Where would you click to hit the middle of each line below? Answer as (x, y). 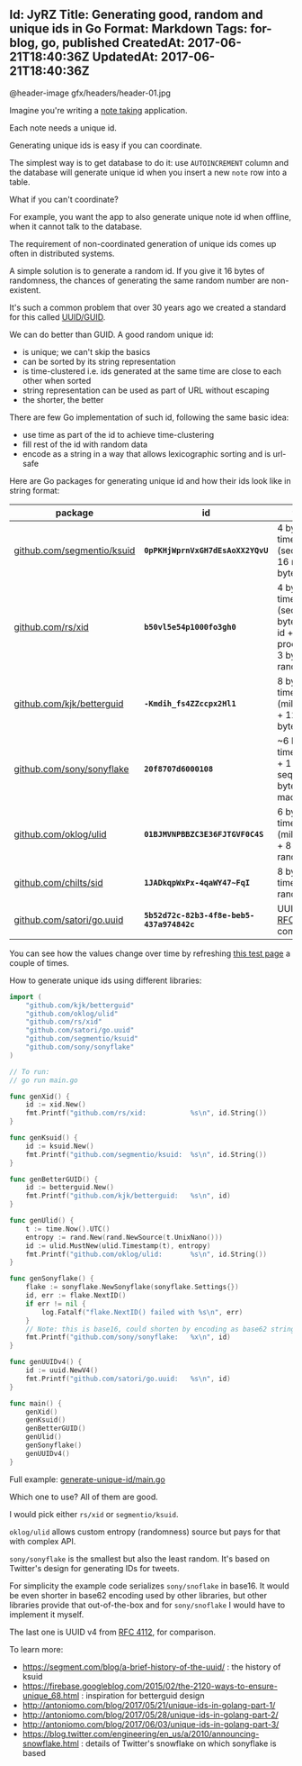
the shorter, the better (63, 399)
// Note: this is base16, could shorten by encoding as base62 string (160, 1329)
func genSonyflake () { (52, 1279)
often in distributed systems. (62, 253)
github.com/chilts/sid (58, 882)
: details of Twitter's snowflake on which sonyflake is (178, 1743)
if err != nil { (56, 1304)
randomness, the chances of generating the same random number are (139, 280)
